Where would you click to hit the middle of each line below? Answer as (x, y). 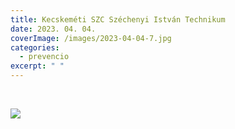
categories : (35, 47)
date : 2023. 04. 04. (53, 29)
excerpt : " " (37, 66)
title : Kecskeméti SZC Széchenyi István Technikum (118, 19)
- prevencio (44, 57)
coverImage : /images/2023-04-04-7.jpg (91, 38)
